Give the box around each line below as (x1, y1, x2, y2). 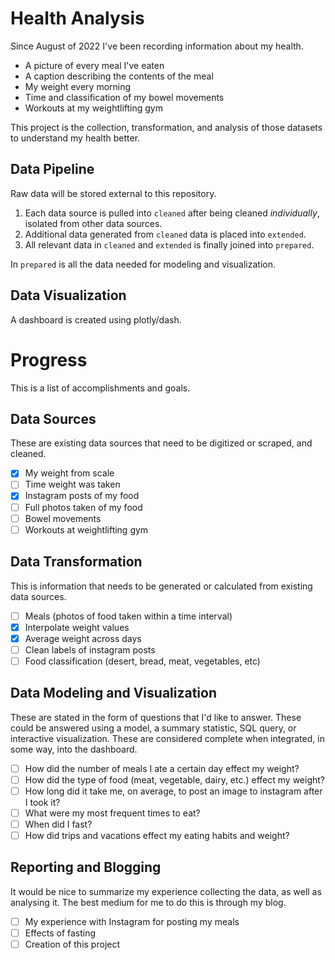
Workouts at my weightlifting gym (24, 102, 163, 114)
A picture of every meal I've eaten (24, 59, 165, 71)
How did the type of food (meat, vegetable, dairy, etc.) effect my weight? (24, 773, 326, 786)
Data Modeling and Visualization (10, 685, 218, 702)
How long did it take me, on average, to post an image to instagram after (24, 785, 323, 797)
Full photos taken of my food (24, 501, 143, 513)
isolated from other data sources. (24, 217, 163, 229)
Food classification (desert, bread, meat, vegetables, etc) (24, 655, 261, 667)
